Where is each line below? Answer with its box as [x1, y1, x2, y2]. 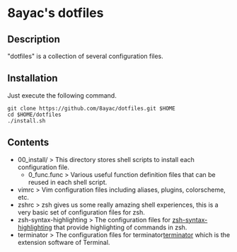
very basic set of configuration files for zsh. [17, 207, 145, 217]
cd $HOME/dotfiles [7, 111, 62, 118]
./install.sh [7, 117, 46, 125]
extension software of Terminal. [17, 238, 110, 246]
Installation [7, 72, 58, 84]
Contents [7, 137, 50, 149]
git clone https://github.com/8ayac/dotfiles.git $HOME [7, 105, 175, 112]
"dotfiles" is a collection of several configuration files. [7, 52, 164, 60]
